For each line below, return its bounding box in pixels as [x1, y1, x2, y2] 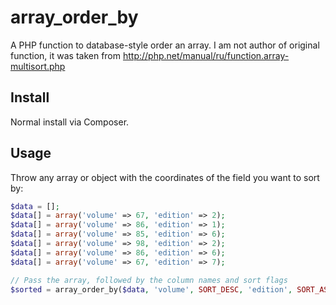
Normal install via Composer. [10, 116, 130, 128]
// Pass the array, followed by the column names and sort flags [10, 275, 288, 285]
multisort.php [10, 60, 66, 72]
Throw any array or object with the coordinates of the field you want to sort [10, 171, 320, 183]
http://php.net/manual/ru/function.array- [122, 49, 290, 61]
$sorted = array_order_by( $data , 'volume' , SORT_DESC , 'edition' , [10, 284, 293, 295]
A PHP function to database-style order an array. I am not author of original [10, 39, 320, 51]
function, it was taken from [10, 49, 122, 61]
